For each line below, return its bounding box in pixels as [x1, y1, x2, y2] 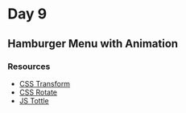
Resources [7, 61, 51, 72]
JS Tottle [19, 95, 49, 105]
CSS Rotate [19, 87, 58, 97]
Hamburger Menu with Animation [7, 37, 179, 50]
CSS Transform [19, 79, 70, 88]
